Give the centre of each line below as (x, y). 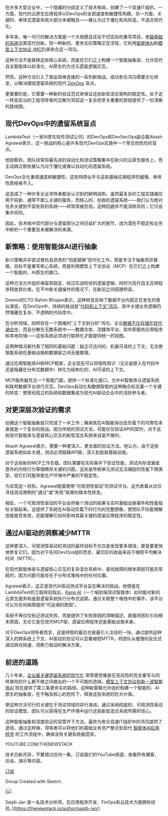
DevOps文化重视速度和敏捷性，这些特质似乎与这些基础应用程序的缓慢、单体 (83, 176)
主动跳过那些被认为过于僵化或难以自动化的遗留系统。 (60, 166)
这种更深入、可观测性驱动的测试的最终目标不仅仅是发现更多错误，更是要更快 (84, 546)
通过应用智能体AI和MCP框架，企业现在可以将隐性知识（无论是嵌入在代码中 (82, 363)
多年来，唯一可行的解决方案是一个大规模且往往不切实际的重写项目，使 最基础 (84, 37)
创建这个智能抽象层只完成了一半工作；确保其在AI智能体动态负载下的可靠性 (82, 423)
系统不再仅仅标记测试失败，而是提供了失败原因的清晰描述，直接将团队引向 (82, 616)
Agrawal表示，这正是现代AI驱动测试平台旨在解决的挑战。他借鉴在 (73, 586)
